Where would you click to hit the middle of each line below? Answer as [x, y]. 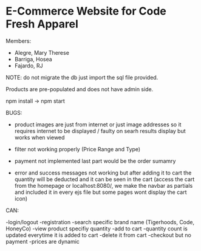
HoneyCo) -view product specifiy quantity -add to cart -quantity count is [97, 229]
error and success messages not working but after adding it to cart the [103, 173]
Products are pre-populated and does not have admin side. [80, 89]
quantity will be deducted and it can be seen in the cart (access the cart [104, 179]
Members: [19, 41]
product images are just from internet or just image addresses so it [98, 124]
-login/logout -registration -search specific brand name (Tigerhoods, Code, [100, 222]
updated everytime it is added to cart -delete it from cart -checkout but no [99, 235]
